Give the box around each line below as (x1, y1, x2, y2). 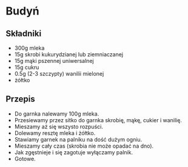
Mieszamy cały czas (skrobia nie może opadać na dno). (14, 142, 154, 149)
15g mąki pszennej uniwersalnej (14, 57, 95, 64)
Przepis (5, 94, 35, 104)
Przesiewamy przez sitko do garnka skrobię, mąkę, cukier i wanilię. (14, 116, 183, 123)
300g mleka (14, 44, 45, 51)
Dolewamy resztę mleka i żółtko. (14, 129, 96, 137)
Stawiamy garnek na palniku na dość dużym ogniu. (14, 136, 143, 143)
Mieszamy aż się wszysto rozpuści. (14, 123, 104, 130)
